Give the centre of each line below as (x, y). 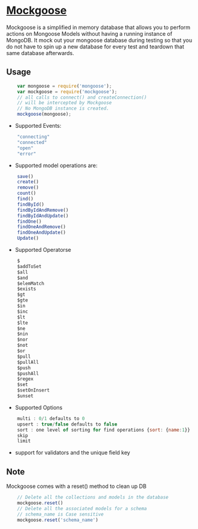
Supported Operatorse (43, 250)
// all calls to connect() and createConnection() (82, 97)
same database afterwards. (40, 53)
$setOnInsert (34, 390)
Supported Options (39, 407)
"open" (25, 148)
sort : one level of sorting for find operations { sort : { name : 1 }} (104, 430)
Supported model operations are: (56, 165)
